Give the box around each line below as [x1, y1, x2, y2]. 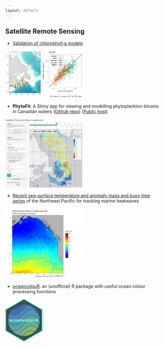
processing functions [12, 288, 56, 294]
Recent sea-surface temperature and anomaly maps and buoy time [12, 192, 151, 199]
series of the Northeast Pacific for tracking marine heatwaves [12, 198, 139, 204]
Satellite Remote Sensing [5, 27, 85, 36]
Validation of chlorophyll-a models [12, 40, 83, 46]
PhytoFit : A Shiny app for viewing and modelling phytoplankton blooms [12, 103, 159, 109]
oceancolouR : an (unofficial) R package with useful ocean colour [12, 283, 146, 289]
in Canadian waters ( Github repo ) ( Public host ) [12, 108, 108, 114]
